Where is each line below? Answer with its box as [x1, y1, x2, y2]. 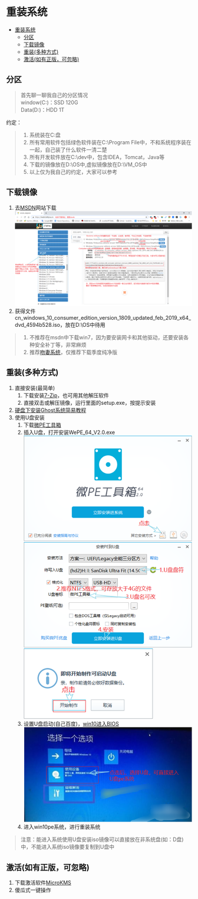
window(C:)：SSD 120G [20, 99, 78, 106]
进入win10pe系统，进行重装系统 [23, 823, 101, 830]
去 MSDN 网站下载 [14, 204, 57, 211]
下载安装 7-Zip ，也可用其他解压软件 [23, 391, 109, 399]
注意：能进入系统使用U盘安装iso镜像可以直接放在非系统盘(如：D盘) [20, 836, 184, 843]
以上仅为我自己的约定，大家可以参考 [29, 168, 118, 175]
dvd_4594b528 [14, 322, 52, 328]
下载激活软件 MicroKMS [14, 879, 72, 887]
